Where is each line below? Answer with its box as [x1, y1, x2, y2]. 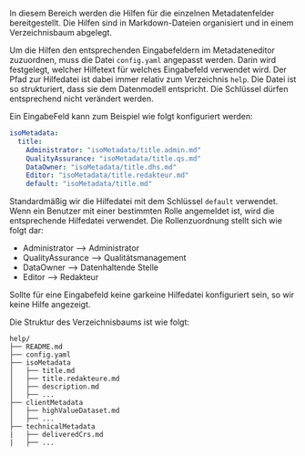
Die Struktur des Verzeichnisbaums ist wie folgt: [9, 316, 189, 327]
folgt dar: [9, 225, 44, 236]
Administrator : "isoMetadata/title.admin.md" [25, 145, 202, 154]
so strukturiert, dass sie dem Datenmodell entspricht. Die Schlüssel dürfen [9, 84, 289, 94]
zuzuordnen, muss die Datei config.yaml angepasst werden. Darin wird [9, 55, 277, 65]
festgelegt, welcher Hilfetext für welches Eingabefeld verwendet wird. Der [9, 64, 287, 75]
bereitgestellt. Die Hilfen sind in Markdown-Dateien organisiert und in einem [9, 17, 294, 28]
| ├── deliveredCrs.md [9, 430, 104, 440]
